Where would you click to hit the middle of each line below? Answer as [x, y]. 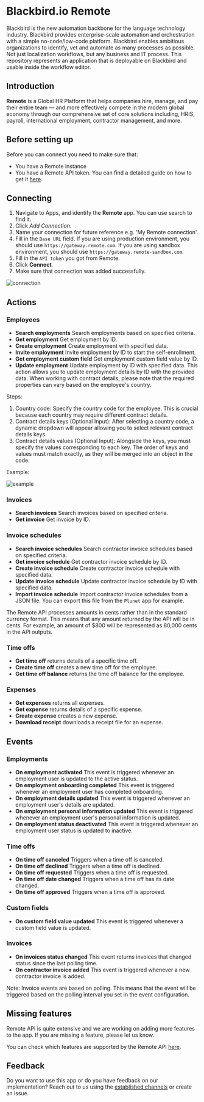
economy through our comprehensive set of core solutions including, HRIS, [100, 113]
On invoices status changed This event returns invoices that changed [103, 957]
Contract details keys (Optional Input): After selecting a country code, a [105, 422]
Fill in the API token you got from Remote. [67, 258]
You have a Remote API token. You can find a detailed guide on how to [103, 173]
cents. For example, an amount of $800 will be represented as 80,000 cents [102, 625]
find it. [23, 219]
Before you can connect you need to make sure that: [72, 154]
